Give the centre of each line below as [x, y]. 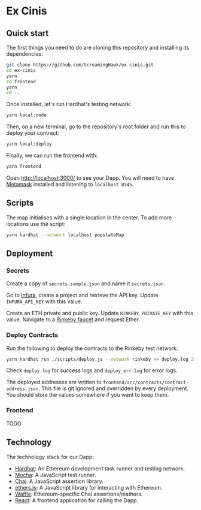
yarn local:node [26, 115]
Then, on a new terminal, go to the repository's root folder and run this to [96, 126]
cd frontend [21, 82]
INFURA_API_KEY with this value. [44, 301]
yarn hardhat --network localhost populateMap [65, 235]
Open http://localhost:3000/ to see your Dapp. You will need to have [90, 177]
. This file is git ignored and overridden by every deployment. [113, 388]
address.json [22, 389]
